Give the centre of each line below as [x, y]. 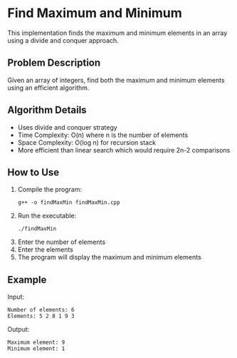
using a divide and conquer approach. [63, 40]
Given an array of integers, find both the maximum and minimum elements [116, 80]
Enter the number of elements [61, 242]
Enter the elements [45, 250]
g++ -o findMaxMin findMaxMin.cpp [69, 203]
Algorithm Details [47, 110]
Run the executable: [47, 216]
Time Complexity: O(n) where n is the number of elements [103, 135]
